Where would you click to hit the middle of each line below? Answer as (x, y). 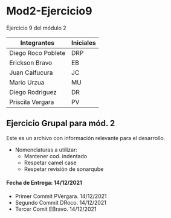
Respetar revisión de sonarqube (64, 169)
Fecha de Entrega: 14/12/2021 (44, 183)
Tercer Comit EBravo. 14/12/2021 (56, 209)
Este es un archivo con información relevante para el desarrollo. (86, 138)
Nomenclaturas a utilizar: (46, 150)
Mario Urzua (27, 82)
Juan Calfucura (31, 72)
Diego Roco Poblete (37, 53)
